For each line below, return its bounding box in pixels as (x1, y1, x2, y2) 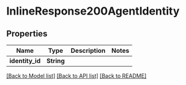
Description (70, 47, 106, 55)
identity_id (9, 56, 41, 65)
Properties (6, 29, 48, 39)
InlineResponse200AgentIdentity (6, 4, 180, 18)
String (46, 56, 65, 65)
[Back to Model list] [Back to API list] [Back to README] (6, 72, 147, 80)
